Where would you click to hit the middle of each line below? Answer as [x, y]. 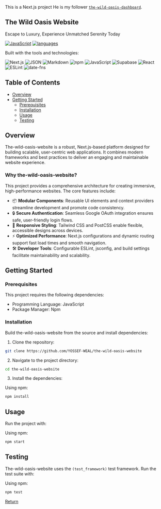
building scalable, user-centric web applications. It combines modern [74, 152]
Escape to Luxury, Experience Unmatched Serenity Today [63, 34]
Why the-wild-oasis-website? [41, 175]
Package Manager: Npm [36, 309]
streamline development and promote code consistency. [68, 207]
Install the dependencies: [37, 378]
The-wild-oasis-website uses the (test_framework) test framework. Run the [81, 469]
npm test [14, 492]
